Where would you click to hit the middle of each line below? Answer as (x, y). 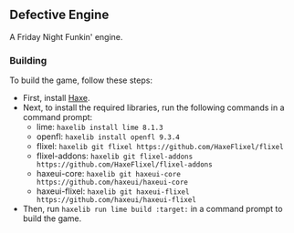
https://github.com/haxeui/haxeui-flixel (116, 200)
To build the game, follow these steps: (81, 80)
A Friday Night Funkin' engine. (66, 36)
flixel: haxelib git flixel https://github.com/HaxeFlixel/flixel (160, 147)
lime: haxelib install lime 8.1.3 (100, 127)
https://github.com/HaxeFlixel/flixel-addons (124, 165)
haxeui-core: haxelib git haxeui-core (108, 174)
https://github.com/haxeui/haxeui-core (112, 182)
